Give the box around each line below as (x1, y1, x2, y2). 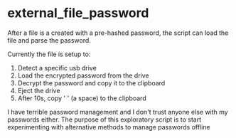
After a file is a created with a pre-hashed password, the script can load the (7, 28, 229, 37)
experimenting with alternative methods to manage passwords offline (7, 122, 211, 131)
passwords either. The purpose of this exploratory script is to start (7, 115, 201, 124)
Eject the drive (17, 86, 60, 95)
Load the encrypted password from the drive (17, 71, 149, 80)
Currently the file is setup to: (7, 50, 91, 58)
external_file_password (7, 5, 149, 21)
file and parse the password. (7, 36, 91, 44)
